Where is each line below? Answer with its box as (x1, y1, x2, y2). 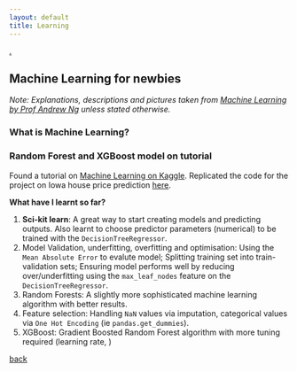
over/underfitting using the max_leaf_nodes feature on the (21, 270, 231, 281)
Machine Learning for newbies (9, 71, 182, 86)
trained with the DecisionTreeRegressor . (21, 232, 168, 244)
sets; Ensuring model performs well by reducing (59, 260, 235, 271)
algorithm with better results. (21, 298, 128, 309)
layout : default (9, 12, 69, 22)
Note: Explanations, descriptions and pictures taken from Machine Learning (9, 95, 287, 105)
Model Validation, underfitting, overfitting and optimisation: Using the (21, 242, 275, 252)
